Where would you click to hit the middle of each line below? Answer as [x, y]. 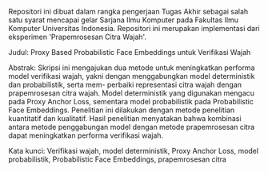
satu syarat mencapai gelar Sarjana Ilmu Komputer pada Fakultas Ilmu [123, 20]
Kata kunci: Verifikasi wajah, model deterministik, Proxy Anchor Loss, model [133, 151]
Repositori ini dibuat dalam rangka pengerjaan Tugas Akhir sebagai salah [128, 12]
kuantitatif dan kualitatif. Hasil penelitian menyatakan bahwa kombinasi [125, 118]
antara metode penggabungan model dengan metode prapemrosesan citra [132, 127]
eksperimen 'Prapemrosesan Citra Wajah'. [77, 37]
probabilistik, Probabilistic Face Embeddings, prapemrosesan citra [117, 159]
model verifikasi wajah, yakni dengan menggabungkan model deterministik [132, 76]
